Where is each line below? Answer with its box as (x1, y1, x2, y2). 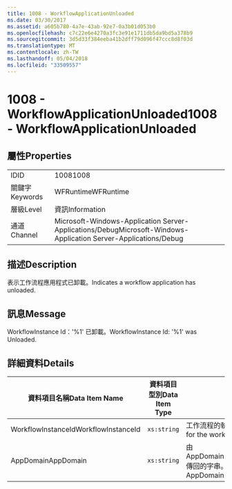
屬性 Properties (7, 150, 72, 162)
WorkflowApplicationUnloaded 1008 (7, 106, 217, 122)
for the (186, 430, 208, 440)
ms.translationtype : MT (7, 42, 76, 49)
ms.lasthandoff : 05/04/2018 (7, 55, 88, 62)
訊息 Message (7, 308, 66, 319)
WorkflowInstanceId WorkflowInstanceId (10, 425, 141, 434)
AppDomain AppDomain (10, 456, 88, 465)
